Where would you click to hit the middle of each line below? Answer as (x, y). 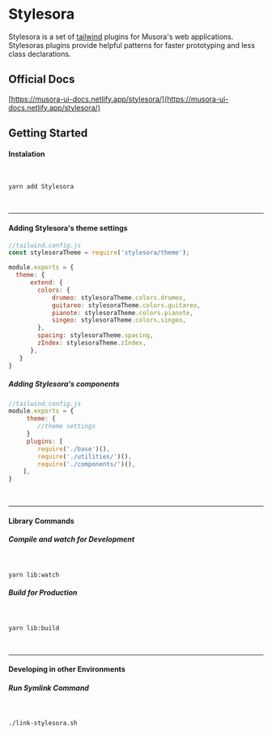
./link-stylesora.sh (43, 724)
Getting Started (48, 134)
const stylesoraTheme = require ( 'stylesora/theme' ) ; (99, 253)
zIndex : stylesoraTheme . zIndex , (92, 343)
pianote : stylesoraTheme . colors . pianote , (123, 313)
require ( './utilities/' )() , (85, 456)
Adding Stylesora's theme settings (68, 227)
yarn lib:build (34, 628)
